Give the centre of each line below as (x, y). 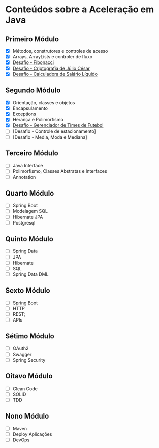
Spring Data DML (31, 274)
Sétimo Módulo (30, 336)
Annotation (24, 177)
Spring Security (29, 360)
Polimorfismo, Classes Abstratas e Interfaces (60, 171)
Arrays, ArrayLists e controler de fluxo (53, 57)
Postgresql (24, 222)
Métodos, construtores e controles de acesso (60, 51)
